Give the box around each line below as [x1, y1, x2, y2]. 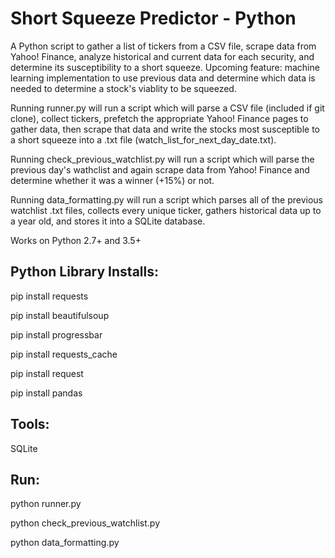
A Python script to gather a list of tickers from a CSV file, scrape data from [10, 40, 317, 52]
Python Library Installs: [10, 263, 159, 281]
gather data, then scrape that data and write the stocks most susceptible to [10, 123, 320, 135]
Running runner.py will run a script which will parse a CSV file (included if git [10, 102, 325, 114]
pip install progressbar [10, 328, 103, 341]
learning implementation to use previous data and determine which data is [10, 72, 316, 84]
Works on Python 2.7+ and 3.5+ [10, 234, 142, 246]
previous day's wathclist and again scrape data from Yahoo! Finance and [10, 163, 310, 176]
